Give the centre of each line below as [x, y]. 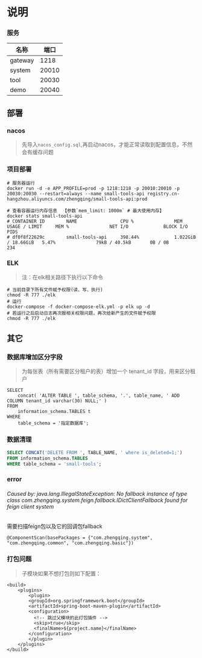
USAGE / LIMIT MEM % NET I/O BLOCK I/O [97, 227]
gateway [22, 60]
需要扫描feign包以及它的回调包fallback [55, 526]
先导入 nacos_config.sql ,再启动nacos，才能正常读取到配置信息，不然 [107, 145]
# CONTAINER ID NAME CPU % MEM [95, 221]
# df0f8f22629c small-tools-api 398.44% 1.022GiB [102, 237]
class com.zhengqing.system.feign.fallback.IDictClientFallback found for [97, 500]
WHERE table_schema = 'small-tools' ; [54, 464]
